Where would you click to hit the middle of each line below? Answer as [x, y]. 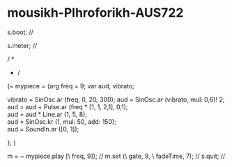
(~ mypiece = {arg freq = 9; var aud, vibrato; [71, 86]
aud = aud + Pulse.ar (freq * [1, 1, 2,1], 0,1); [68, 106]
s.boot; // [20, 32]
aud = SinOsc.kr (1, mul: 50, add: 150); [62, 121]
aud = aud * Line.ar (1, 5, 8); [47, 114]
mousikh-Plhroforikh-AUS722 [95, 13]
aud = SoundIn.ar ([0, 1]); [43, 129]
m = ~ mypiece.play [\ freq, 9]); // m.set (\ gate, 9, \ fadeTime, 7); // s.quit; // [116, 156]
